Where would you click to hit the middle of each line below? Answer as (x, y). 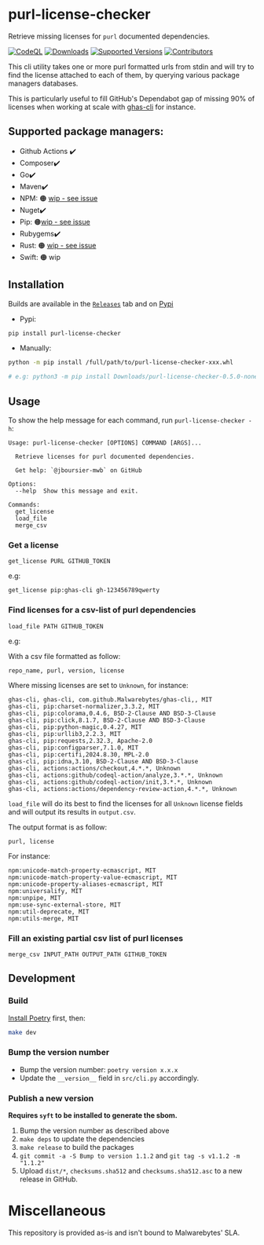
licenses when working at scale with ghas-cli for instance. (102, 107)
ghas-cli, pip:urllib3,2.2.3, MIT (65, 734)
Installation (36, 285)
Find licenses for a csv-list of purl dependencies (102, 610)
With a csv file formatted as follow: (64, 656)
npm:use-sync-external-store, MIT (65, 905)
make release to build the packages (77, 1148)
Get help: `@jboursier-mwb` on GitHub (79, 471)
